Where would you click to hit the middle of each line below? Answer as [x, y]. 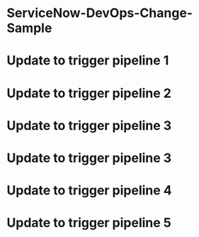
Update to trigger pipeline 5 [89, 223]
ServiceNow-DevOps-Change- [100, 13]
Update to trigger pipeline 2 [89, 93]
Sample [29, 28]
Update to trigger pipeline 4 [90, 191]
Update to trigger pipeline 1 [88, 61]
